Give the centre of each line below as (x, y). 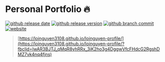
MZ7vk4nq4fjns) (35, 54)
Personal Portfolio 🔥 (48, 9)
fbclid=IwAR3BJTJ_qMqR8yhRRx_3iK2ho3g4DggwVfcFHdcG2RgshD (89, 49)
